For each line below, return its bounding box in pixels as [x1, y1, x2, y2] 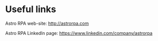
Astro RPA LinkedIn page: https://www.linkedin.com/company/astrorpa [5, 30, 153, 36]
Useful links [5, 4, 57, 15]
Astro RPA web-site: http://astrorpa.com [5, 20, 89, 26]
